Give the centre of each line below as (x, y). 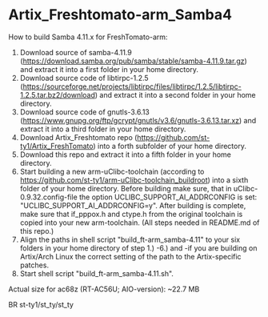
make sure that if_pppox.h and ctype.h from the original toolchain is (131, 214)
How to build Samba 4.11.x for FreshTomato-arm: (88, 37)
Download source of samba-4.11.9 (76, 52)
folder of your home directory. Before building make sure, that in (126, 188)
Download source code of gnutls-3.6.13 (85, 112)
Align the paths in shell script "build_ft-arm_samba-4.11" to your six (130, 239)
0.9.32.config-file (48, 197)
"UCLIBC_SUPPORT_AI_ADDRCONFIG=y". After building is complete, (133, 205)
